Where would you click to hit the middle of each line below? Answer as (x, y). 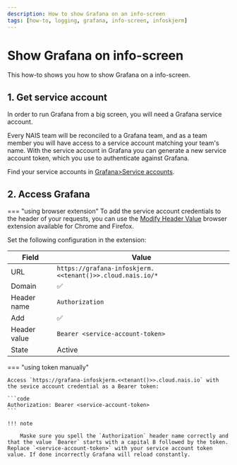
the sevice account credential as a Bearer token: (83, 386)
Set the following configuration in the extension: (77, 240)
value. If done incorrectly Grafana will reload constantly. (99, 455)
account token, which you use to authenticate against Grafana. (98, 158)
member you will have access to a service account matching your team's (114, 143)
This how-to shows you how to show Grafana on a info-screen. (99, 75)
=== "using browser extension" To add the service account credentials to (114, 211)
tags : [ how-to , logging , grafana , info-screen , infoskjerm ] (98, 21)
